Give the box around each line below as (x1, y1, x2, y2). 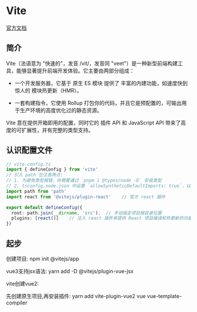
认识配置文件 (6, 145, 53, 155)
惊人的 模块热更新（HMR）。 (14, 87, 82, 94)
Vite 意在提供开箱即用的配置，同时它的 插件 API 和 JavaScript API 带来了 (6, 119, 181, 126)
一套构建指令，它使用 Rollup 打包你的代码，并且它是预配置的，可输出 (14, 99, 182, 106)
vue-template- (147, 293, 182, 300)
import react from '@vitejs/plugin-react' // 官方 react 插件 (6, 194, 166, 200)
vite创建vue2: (6, 280, 39, 287)
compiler (6, 299, 28, 306)
